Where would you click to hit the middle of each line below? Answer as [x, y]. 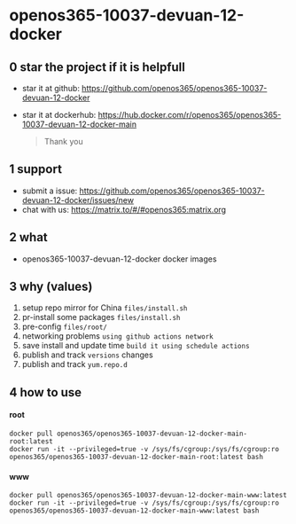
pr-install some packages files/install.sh [101, 317]
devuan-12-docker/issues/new [78, 199]
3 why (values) [51, 287]
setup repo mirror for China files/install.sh [105, 308]
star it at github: [51, 88]
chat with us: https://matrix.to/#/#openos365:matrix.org [124, 209]
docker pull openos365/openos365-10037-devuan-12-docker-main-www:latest [148, 496]
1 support [35, 169]
